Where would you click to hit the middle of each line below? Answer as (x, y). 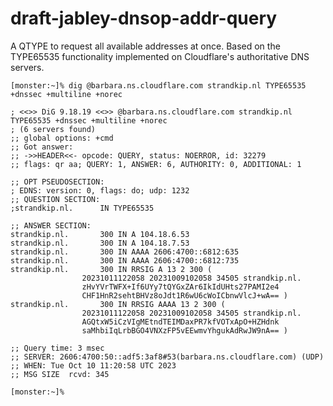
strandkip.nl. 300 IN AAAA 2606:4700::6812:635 (125, 252)
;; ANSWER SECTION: (51, 225)
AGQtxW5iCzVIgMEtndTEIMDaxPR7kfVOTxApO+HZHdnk (180, 322)
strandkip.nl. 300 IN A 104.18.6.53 (100, 234)
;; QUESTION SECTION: (55, 199)
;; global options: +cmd (62, 138)
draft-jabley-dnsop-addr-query (144, 18)
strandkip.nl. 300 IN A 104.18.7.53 (100, 243)
